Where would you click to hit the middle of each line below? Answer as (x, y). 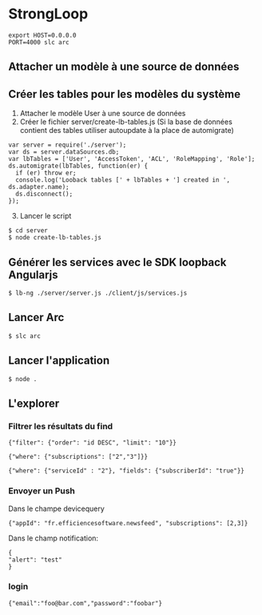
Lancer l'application (59, 361)
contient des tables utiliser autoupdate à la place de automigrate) (127, 131)
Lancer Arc (36, 318)
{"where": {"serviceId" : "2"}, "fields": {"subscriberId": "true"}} (127, 471)
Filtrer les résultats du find (61, 426)
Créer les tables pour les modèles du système (125, 94)
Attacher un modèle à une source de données (124, 67)
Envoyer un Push (42, 491)
